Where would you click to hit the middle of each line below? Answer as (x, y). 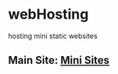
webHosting (48, 14)
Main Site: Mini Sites (59, 60)
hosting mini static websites (53, 36)
